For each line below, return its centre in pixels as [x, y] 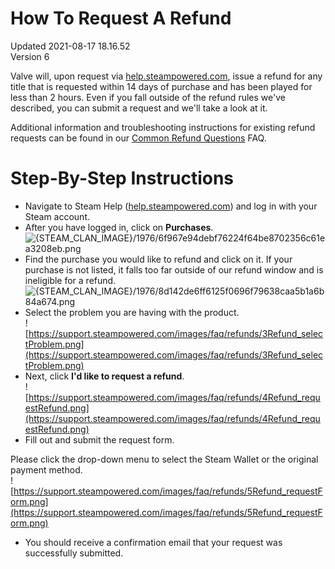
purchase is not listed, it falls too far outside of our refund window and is [174, 269]
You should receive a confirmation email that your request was [153, 542]
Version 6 [30, 56]
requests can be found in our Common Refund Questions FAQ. [138, 138]
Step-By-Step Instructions [122, 178]
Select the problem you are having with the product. [132, 312]
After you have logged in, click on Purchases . [119, 227]
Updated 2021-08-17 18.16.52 [70, 46]
